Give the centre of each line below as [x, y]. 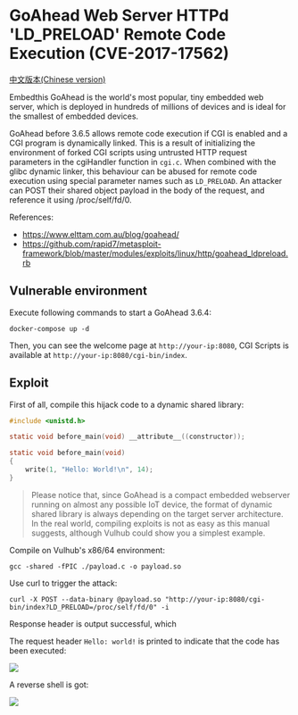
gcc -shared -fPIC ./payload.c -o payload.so [95, 566]
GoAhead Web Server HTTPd [119, 16]
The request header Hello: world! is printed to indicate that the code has [145, 641]
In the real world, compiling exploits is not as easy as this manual [150, 523]
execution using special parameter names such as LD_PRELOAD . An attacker [146, 180]
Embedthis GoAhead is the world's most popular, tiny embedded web [137, 97]
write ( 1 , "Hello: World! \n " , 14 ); [89, 470]
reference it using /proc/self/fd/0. [70, 200]
